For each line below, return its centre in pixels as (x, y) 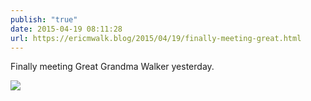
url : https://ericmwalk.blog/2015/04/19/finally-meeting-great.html (156, 38)
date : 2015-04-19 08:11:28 (66, 29)
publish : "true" (44, 19)
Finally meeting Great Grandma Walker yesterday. (112, 67)
